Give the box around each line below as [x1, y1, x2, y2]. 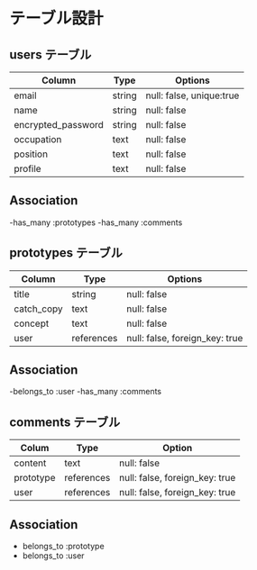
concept [14, 317, 50, 330]
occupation [14, 133, 62, 145]
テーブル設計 [9, 8, 104, 29]
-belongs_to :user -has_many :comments [9, 386, 162, 397]
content [14, 457, 47, 469]
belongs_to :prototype [22, 541, 106, 552]
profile [14, 163, 42, 175]
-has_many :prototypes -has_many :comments [9, 217, 183, 228]
